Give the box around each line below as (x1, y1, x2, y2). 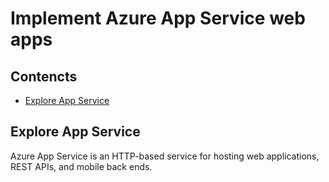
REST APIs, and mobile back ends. (10, 160, 153, 172)
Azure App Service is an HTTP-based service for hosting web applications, (10, 150, 320, 162)
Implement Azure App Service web (10, 7, 306, 30)
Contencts (10, 68, 78, 85)
